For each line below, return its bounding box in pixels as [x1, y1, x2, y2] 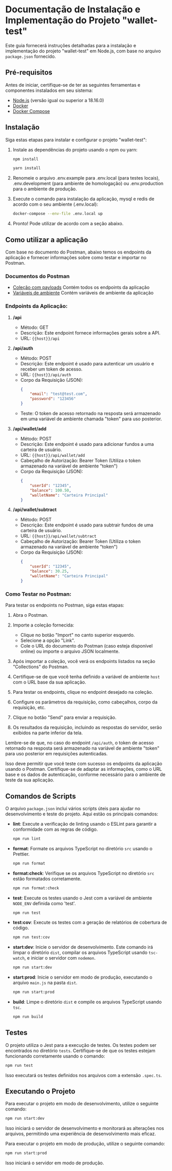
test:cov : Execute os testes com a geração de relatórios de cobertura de [12, 920, 167, 926]
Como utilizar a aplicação [5, 235, 88, 244]
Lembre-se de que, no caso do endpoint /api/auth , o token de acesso [5, 740, 154, 746]
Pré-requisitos [5, 68, 53, 77]
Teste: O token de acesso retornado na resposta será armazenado [20, 411, 161, 417]
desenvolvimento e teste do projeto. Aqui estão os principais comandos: [5, 811, 158, 817]
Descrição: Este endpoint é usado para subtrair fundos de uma [20, 522, 154, 528]
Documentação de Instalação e [5, 4, 141, 15]
